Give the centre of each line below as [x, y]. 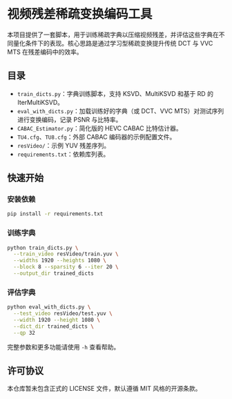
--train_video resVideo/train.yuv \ [66, 254]
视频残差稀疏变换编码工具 [80, 14]
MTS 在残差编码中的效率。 [45, 52]
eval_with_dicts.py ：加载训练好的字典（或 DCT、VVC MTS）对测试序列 [120, 110]
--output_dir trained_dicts [54, 273]
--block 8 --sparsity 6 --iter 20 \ [66, 267]
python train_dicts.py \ [43, 248]
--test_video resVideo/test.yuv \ [63, 314]
